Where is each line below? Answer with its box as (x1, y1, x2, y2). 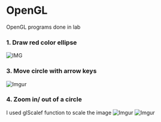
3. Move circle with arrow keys (6, 67, 97, 75)
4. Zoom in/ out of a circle (6, 95, 82, 103)
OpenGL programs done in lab (6, 23, 81, 30)
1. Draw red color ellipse (6, 38, 77, 47)
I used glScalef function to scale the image (6, 109, 112, 116)
